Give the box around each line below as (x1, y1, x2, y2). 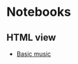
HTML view (6, 32, 57, 43)
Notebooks (6, 4, 72, 20)
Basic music (16, 50, 51, 58)
